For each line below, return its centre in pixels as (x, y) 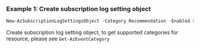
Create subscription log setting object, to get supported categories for (92, 33)
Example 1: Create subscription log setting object (79, 9)
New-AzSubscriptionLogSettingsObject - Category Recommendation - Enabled (98, 21)
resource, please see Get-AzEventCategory (58, 39)
